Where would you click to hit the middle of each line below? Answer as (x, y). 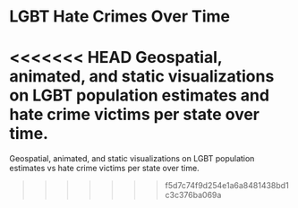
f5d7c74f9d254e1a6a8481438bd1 (227, 186)
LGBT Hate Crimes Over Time (120, 17)
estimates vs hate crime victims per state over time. (104, 169)
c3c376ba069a (193, 195)
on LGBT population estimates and (140, 95)
